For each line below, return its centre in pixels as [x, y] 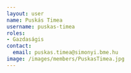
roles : [16, 33]
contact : [19, 46]
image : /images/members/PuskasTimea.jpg [66, 59]
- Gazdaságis [25, 40]
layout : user [25, 14]
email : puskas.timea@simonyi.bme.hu [65, 53]
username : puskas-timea [41, 26]
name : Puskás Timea [35, 20]
